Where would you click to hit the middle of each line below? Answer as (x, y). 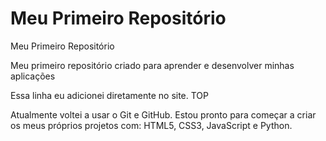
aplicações (33, 76)
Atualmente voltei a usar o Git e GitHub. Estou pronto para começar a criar (163, 114)
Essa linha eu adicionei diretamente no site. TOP (110, 95)
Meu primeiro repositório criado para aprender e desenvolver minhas (152, 65)
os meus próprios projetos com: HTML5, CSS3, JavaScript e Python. (151, 125)
